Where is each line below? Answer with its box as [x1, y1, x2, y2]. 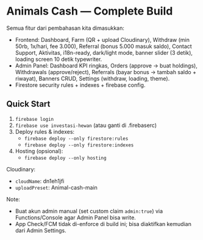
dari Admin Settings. [15, 227, 67, 234]
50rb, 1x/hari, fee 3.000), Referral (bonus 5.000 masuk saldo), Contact [15, 43, 192, 50]
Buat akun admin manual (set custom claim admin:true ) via [15, 207, 163, 214]
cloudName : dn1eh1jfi [15, 177, 65, 185]
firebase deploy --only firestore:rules [24, 135, 129, 142]
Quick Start [6, 99, 51, 109]
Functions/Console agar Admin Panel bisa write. [15, 214, 136, 221]
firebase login [15, 116, 54, 122]
